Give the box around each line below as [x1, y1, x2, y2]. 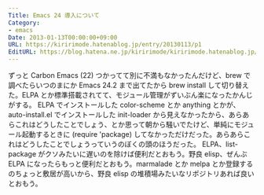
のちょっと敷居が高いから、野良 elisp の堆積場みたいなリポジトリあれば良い [8, 169, 255, 178]
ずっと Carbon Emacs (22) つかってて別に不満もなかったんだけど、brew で [8, 71, 251, 79]
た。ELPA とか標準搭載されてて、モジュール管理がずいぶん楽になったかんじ [8, 90, 253, 99]
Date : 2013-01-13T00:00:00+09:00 [8, 33, 118, 42]
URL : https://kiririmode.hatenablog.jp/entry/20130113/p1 [8, 41, 202, 49]
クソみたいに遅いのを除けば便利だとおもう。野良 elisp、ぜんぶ [44, 149, 247, 158]
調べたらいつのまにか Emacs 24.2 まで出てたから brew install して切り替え [8, 80, 249, 90]
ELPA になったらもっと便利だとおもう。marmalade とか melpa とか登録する [8, 159, 254, 168]
